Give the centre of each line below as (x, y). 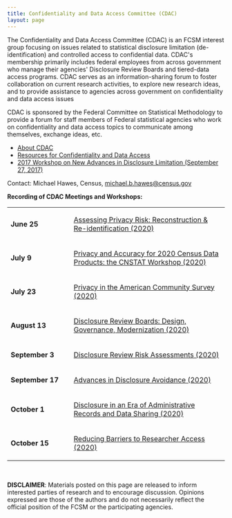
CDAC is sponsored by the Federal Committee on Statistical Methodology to (115, 112)
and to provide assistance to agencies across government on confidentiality (115, 91)
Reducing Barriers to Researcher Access (139, 438)
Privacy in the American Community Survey (144, 287)
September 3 (32, 355)
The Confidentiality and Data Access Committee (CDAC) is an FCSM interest (116, 39)
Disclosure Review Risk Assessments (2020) (146, 355)
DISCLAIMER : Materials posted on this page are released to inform (102, 485)
